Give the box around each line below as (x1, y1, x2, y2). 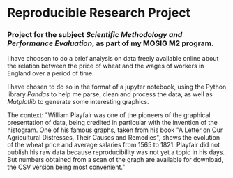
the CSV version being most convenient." (7, 163, 126, 172)
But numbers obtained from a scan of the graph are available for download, (7, 156, 224, 164)
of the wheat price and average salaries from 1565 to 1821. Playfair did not (7, 141, 220, 149)
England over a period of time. (7, 69, 94, 77)
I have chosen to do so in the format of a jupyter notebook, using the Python (7, 82, 227, 91)
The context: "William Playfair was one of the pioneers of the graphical (7, 111, 211, 119)
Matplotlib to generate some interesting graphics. (7, 98, 149, 106)
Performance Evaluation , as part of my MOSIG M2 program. (7, 38, 214, 48)
